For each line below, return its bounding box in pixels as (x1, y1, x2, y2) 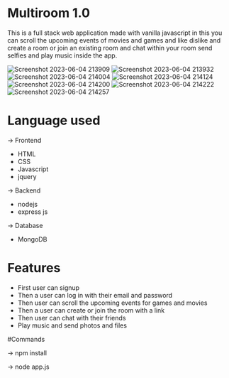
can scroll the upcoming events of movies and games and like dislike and (7, 36, 221, 44)
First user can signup (17, 283, 80, 292)
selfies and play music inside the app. (7, 51, 118, 60)
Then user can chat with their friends (17, 313, 126, 322)
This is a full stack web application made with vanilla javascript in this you (7, 28, 223, 37)
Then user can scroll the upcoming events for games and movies (17, 298, 208, 307)
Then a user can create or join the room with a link (17, 306, 165, 314)
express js (17, 207, 48, 216)
